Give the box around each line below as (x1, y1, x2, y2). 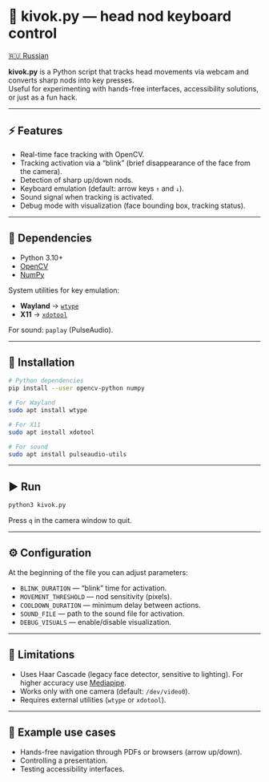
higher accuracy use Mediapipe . (19, 678, 126, 687)
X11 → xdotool (19, 309, 68, 319)
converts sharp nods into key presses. (8, 75, 134, 85)
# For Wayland (8, 399, 56, 407)
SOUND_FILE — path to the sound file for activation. (19, 609, 185, 618)
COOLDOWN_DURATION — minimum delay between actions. (19, 600, 202, 610)
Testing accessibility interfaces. (19, 764, 125, 773)
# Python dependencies (8, 377, 84, 385)
